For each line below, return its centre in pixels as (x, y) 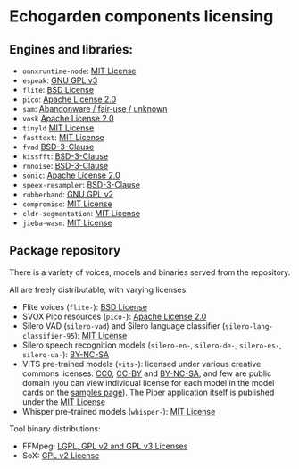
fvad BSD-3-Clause (58, 147)
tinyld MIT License (58, 128)
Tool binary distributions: (55, 428)
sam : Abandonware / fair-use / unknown (95, 109)
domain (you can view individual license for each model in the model (148, 382)
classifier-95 (48, 336)
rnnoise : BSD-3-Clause (65, 166)
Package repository (65, 251)
